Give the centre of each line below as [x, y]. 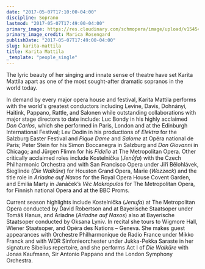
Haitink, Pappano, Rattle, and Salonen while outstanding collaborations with [101, 112]
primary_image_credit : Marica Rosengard [59, 35]
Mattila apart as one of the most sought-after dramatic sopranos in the [95, 81]
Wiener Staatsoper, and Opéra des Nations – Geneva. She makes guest [95, 228]
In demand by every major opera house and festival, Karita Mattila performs [101, 99]
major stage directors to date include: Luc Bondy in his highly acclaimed [97, 119]
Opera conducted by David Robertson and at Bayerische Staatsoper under [100, 209]
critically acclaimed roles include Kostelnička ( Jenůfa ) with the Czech [94, 158]
